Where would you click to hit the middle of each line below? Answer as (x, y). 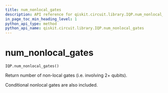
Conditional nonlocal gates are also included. (51, 85)
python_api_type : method (31, 24)
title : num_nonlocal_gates (33, 10)
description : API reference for (39, 14)
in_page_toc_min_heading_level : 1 (41, 19)
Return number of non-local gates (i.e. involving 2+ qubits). (66, 76)
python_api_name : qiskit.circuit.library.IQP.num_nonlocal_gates (74, 28)
